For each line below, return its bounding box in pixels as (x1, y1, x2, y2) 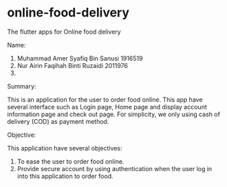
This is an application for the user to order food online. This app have (7, 95, 203, 104)
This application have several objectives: (7, 144, 122, 152)
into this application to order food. (17, 172, 113, 180)
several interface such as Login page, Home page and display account (7, 102, 208, 111)
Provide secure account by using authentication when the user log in (17, 164, 213, 173)
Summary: (7, 82, 36, 90)
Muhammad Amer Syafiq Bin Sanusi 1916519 (17, 54, 143, 63)
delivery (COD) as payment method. (7, 117, 109, 125)
